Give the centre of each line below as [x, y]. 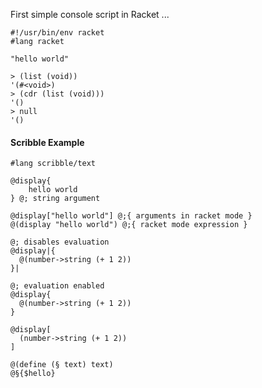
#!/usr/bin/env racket [57, 33]
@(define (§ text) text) [62, 365]
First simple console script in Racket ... [90, 14]
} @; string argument [55, 199]
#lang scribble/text [53, 164]
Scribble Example [47, 142]
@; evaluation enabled [57, 286]
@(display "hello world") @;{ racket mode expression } [129, 225]
